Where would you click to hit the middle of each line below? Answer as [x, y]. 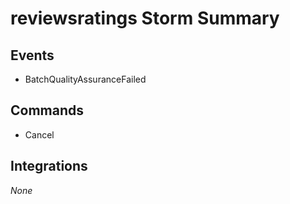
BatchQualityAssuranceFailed [85, 79]
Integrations [49, 166]
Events [32, 55]
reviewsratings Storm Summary [145, 18]
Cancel [39, 134]
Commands [47, 110]
